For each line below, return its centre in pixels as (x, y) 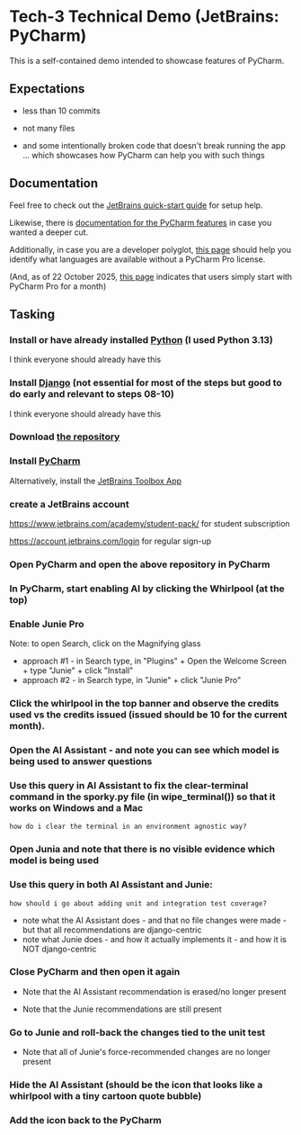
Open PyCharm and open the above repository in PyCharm (140, 564)
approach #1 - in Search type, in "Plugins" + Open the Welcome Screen (155, 661)
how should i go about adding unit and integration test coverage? (138, 903)
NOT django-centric (59, 949)
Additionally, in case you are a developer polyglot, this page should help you (150, 249)
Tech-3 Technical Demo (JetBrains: (145, 17)
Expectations (47, 89)
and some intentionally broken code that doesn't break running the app (154, 145)
